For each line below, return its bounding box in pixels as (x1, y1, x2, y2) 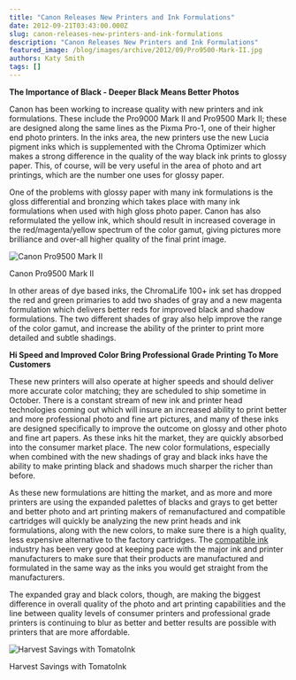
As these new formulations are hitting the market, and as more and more (9, 487, 273, 498)
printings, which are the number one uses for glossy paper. (9, 169, 224, 180)
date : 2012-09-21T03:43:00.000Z (9, 21, 128, 30)
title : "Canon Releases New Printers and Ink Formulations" (9, 12, 236, 22)
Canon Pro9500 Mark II (9, 267, 95, 279)
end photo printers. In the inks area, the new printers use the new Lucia (9, 132, 269, 143)
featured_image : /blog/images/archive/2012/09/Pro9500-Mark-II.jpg (9, 46, 263, 55)
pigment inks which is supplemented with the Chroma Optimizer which (9, 141, 267, 151)
